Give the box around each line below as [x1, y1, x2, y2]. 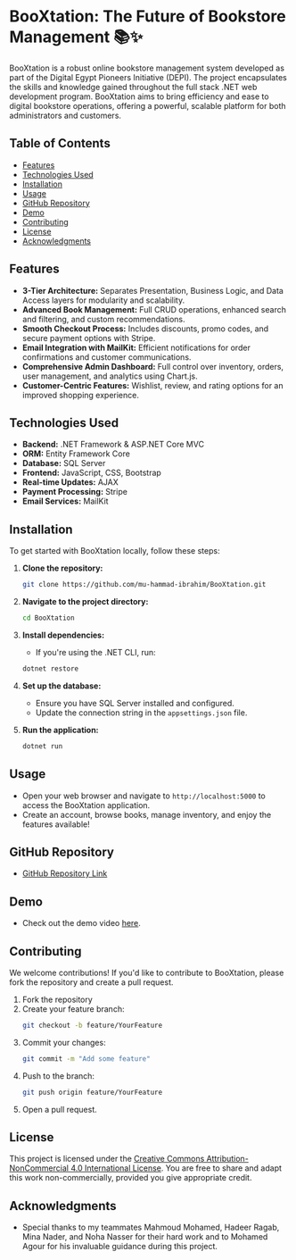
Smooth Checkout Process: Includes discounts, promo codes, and [21, 323, 269, 334]
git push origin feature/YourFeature [21, 1088, 163, 1097]
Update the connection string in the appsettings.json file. [35, 707, 248, 718]
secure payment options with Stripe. [21, 332, 156, 343]
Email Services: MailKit [21, 496, 109, 506]
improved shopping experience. [21, 389, 140, 400]
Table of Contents [9, 136, 111, 151]
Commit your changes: [21, 1037, 106, 1047]
